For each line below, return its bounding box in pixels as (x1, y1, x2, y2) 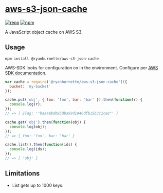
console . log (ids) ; (9, 147, 47, 152)
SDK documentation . (5, 70, 47, 76)
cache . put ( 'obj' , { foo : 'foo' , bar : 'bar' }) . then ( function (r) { (5, 97, 143, 102)
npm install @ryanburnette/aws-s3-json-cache (5, 56, 99, 61)
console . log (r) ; (9, 102, 42, 107)
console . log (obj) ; (9, 124, 47, 129)
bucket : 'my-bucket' (9, 84, 51, 89)
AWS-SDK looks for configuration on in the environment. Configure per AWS (5, 64, 158, 70)
